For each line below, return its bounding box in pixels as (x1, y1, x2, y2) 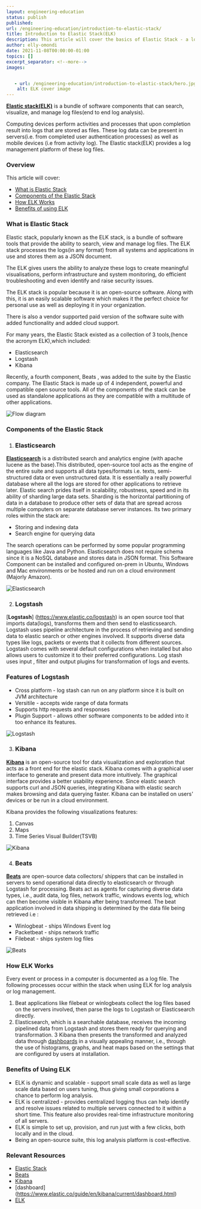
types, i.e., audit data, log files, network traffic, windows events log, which (6, 892, 190, 899)
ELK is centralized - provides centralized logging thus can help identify (14, 1098, 190, 1105)
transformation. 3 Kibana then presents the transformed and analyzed (14, 1031, 187, 1038)
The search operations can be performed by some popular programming (6, 541, 185, 548)
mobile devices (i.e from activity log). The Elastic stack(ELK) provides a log (6, 139, 191, 147)
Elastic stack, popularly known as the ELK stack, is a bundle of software (6, 233, 184, 241)
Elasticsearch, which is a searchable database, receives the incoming (14, 1019, 187, 1026)
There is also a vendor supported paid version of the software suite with (6, 312, 184, 320)
